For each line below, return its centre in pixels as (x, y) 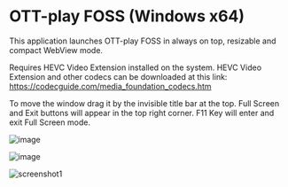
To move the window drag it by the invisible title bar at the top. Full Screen (144, 103)
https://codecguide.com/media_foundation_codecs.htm (110, 86)
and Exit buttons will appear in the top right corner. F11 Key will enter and (142, 113)
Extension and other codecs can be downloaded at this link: (118, 76)
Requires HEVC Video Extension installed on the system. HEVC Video (136, 67)
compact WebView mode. (56, 50)
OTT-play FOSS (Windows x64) (127, 16)
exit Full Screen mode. (50, 122)
